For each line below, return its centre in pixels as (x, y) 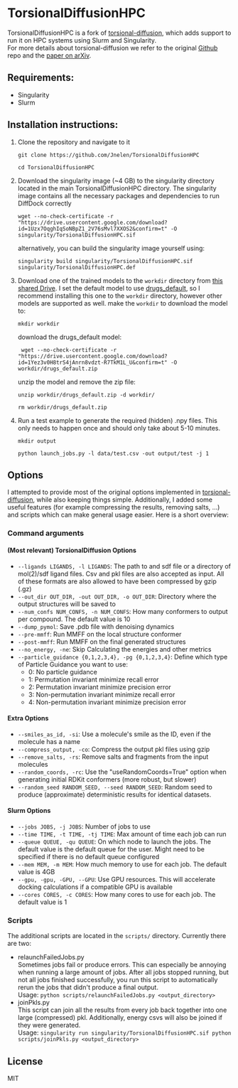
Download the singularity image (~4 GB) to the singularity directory (116, 181)
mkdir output (37, 441)
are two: (20, 944)
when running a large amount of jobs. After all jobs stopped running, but (123, 972)
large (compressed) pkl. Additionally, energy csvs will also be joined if (120, 1018)
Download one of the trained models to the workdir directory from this (120, 280)
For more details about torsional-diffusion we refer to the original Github (113, 48)
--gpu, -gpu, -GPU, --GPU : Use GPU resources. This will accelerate (116, 879)
